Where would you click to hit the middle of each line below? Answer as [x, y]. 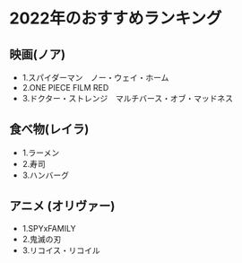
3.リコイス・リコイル [61, 250]
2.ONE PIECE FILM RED [65, 88]
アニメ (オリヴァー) [62, 206]
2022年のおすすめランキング [116, 18]
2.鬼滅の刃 [42, 239]
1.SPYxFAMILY [49, 228]
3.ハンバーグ [46, 175]
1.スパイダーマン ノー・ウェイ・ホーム [95, 78]
